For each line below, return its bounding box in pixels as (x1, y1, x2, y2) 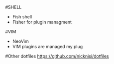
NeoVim (12, 38, 29, 44)
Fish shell (12, 14, 32, 19)
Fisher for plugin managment (12, 19, 72, 25)
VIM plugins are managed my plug (12, 44, 83, 49)
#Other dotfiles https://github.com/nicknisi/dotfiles (5, 53, 109, 59)
